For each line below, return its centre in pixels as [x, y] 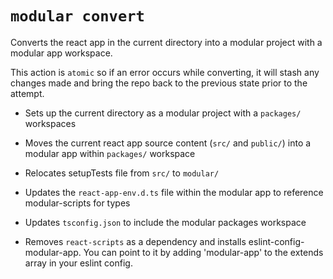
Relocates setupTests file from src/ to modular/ [122, 173]
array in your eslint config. [78, 263]
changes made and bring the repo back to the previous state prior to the [159, 83]
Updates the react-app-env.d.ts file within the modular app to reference [174, 192]
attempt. [27, 93]
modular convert [77, 16]
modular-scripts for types [77, 203]
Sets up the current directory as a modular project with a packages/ [163, 113]
